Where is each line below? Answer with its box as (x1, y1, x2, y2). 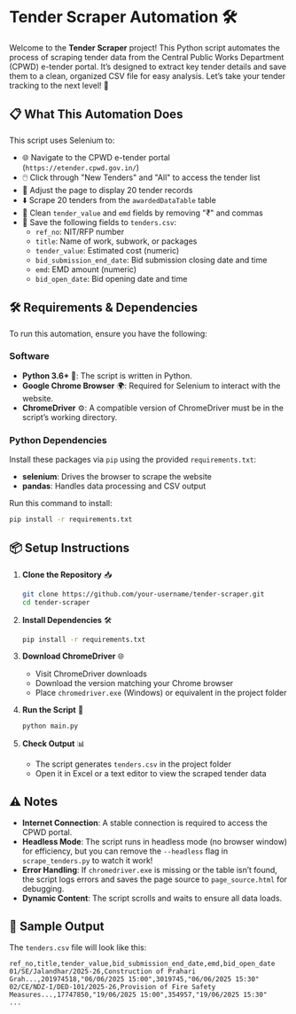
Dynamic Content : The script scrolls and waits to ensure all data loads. (21, 893, 283, 904)
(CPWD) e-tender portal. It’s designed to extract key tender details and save (9, 61, 286, 72)
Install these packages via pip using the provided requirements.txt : (9, 454, 257, 465)
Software (9, 350, 51, 363)
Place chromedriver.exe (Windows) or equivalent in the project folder (35, 688, 287, 698)
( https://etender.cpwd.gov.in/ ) (21, 161, 140, 173)
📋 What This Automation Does (9, 107, 183, 122)
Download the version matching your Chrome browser (35, 678, 234, 689)
